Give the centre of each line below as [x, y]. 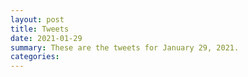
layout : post [37, 19]
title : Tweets [40, 29]
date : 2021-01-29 [46, 38]
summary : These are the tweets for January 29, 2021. [125, 47]
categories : [35, 57]
